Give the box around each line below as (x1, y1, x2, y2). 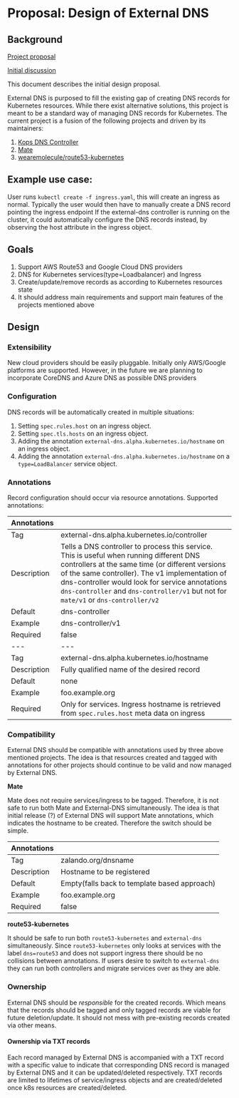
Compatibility (7, 729, 55, 739)
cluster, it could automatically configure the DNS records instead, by (7, 215, 208, 224)
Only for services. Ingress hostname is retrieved (60, 699, 221, 709)
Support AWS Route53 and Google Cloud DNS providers (17, 262, 183, 271)
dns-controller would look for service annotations (60, 577, 228, 587)
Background (7, 34, 63, 46)
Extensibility (7, 342, 52, 352)
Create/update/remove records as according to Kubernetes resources (17, 277, 223, 286)
